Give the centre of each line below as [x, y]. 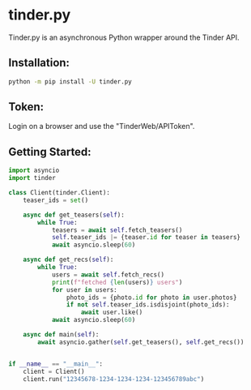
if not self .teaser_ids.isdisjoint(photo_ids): [148, 305]
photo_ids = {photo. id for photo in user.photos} [151, 298]
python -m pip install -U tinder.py [70, 81]
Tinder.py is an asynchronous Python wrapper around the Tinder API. [124, 37]
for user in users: [84, 289]
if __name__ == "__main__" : [56, 364]
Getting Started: [50, 152]
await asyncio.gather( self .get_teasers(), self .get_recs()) [141, 342]
